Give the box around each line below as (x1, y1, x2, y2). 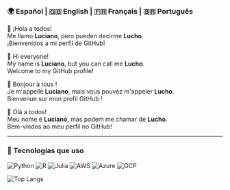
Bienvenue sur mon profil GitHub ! (7, 95, 103, 103)
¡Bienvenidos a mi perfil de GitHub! (7, 39, 105, 47)
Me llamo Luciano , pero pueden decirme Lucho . (7, 32, 144, 40)
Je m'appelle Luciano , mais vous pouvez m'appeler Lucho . (7, 87, 175, 96)
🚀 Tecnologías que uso (7, 146, 84, 156)
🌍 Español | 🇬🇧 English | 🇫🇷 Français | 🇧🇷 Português (7, 6, 194, 16)
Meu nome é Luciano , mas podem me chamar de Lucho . (7, 116, 168, 124)
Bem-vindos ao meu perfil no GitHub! (7, 122, 113, 131)
